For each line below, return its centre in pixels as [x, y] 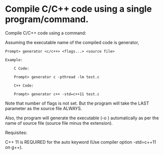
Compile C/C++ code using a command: [46, 33]
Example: [14, 60]
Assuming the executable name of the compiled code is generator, [72, 42]
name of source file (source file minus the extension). [59, 123]
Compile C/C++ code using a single [79, 9]
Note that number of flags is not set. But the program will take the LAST [77, 103]
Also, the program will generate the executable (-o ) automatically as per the [82, 118]
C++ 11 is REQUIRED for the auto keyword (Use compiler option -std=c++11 [81, 142]
